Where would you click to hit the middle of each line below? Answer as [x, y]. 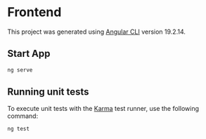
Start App [29, 54]
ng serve [20, 70]
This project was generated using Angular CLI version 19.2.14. [97, 32]
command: [23, 116]
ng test [19, 129]
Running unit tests [48, 92]
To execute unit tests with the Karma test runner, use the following [103, 109]
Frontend [34, 12]
